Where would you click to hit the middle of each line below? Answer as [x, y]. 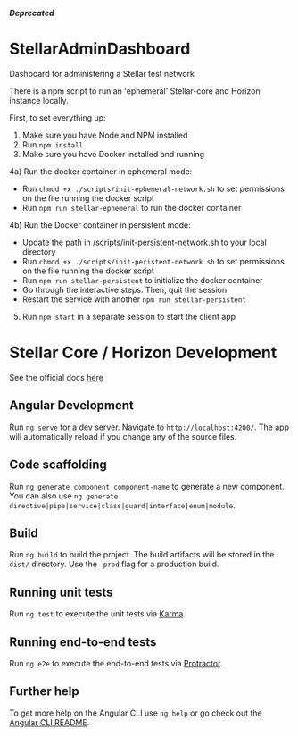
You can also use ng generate [64, 496]
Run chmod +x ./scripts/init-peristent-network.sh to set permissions [153, 261]
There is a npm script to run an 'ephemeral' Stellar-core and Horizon [135, 91]
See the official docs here [57, 377]
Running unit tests [61, 592]
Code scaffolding [58, 465]
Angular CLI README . [50, 722]
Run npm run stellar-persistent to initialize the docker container [142, 280]
